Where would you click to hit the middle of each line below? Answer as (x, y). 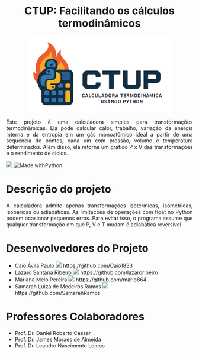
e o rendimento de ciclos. (37, 153)
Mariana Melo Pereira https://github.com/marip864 (81, 280)
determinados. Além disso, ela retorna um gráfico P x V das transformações (99, 147)
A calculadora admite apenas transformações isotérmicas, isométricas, (99, 206)
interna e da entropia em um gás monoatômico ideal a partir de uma (99, 134)
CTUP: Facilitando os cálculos (99, 11)
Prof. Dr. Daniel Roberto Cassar (53, 333)
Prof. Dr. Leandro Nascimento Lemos (60, 345)
